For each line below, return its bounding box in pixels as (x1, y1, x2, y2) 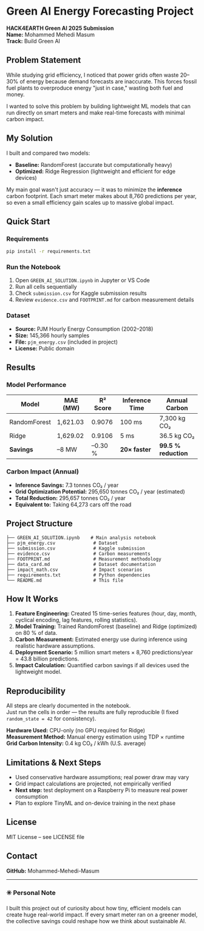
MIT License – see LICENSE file (6, 833, 85, 840)
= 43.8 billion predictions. (15, 655, 80, 662)
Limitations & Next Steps (6, 757, 101, 768)
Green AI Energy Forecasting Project (6, 4, 194, 18)
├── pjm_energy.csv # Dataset (6, 540, 118, 546)
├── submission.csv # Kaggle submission (6, 545, 146, 551)
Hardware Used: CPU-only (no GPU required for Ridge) (6, 727, 146, 734)
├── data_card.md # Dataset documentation (6, 561, 156, 567)
